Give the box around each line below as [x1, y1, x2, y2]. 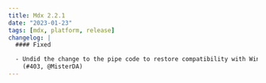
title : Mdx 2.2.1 [8, 11, 66, 20]
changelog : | [8, 33, 51, 42]
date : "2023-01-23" [8, 19, 73, 27]
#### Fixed [15, 41, 51, 49]
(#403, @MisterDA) [22, 62, 83, 71]
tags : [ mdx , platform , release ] [8, 26, 115, 34]
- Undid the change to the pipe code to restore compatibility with [15, 55, 246, 63]
